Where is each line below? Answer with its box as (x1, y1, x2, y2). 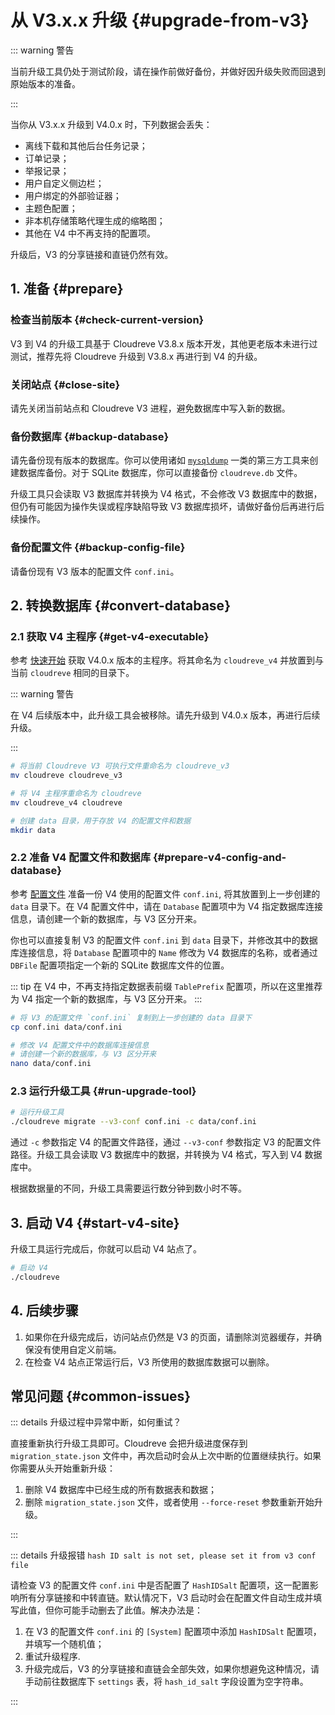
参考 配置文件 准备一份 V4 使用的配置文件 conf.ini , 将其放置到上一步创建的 (10, 887, 321, 900)
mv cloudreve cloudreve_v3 (10, 771, 123, 781)
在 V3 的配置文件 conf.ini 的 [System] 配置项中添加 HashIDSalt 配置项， (24, 1626, 322, 1638)
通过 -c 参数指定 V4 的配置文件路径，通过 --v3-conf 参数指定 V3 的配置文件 (10, 1136, 322, 1148)
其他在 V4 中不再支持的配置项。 (24, 227, 156, 239)
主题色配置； (24, 202, 78, 214)
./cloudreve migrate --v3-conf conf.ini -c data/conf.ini (10, 1117, 257, 1127)
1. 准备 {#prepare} (10, 281, 124, 298)
